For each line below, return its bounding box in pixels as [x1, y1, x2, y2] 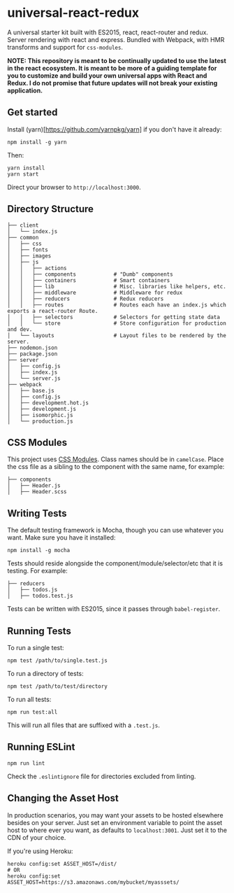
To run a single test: [7, 644, 64, 652]
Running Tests [7, 625, 71, 637]
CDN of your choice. [7, 833, 66, 841]
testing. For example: [7, 567, 68, 575]
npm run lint [7, 759, 45, 767]
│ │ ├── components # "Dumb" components [7, 271, 173, 278]
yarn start [7, 170, 39, 178]
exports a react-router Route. [7, 307, 98, 314]
